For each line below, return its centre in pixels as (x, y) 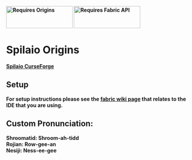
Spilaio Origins (43, 50)
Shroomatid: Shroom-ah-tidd (43, 138)
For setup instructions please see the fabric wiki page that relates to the (96, 99)
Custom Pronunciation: (50, 124)
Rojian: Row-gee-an (31, 144)
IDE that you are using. (35, 105)
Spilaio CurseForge (30, 66)
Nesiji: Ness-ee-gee (32, 150)
